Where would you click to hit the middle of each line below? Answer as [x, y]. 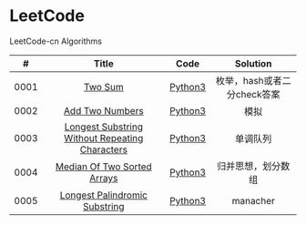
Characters [103, 149]
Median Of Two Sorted [103, 167]
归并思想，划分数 [254, 166]
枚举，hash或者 [249, 80]
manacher [254, 200]
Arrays [104, 178]
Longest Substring [104, 127]
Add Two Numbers [103, 110]
